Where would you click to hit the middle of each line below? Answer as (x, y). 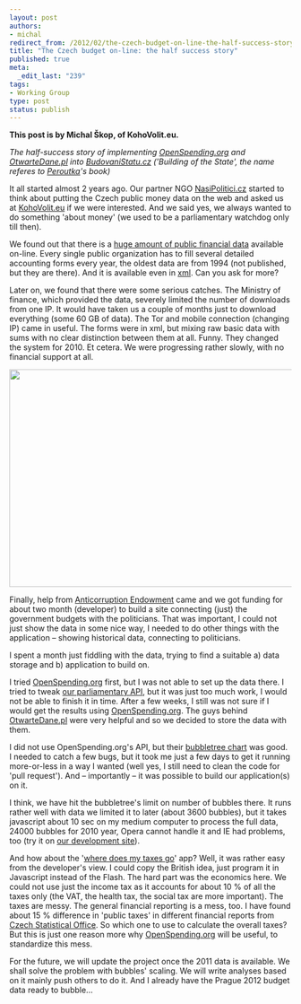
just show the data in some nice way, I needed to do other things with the (144, 628)
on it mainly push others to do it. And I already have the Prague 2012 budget (150, 981)
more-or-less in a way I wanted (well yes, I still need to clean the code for (145, 766)
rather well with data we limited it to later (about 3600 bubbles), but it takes (148, 812)
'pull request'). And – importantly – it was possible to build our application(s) (150, 776)
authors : (26, 26)
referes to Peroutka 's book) (60, 171)
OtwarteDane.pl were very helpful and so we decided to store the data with (148, 720)
